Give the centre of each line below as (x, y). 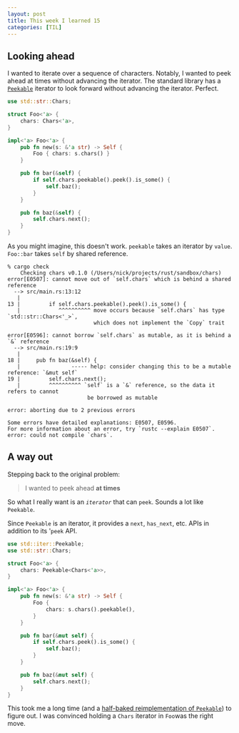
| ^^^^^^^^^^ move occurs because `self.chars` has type (121, 311)
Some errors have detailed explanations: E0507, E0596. (92, 423)
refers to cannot (33, 392)
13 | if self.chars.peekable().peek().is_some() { (97, 304)
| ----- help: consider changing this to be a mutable (124, 367)
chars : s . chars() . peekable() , (90, 609)
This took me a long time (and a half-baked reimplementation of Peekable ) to (119, 708)
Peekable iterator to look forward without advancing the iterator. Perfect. (113, 88)
